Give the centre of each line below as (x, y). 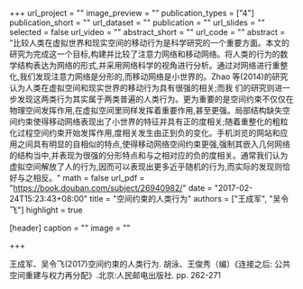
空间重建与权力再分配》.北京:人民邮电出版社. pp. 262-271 (115, 275)
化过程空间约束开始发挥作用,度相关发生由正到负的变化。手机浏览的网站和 (145, 133)
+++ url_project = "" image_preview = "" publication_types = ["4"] (132, 13)
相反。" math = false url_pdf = (89, 178)
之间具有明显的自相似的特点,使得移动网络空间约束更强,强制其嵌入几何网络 (154, 144)
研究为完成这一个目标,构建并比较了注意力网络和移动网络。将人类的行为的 (145, 54)
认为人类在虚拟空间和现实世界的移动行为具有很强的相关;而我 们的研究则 (142, 88)
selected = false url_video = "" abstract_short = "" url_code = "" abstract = (147, 32)
